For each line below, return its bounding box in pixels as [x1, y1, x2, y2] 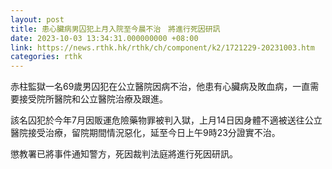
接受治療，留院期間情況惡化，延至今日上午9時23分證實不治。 [27, 127, 281, 139]
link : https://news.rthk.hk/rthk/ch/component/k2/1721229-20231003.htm [10, 42, 315, 53]
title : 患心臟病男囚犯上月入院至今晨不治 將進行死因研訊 [10, 24, 221, 34]
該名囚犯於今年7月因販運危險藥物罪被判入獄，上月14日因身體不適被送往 [10, 114, 305, 126]
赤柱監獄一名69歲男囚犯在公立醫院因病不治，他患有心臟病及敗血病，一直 [10, 81, 311, 93]
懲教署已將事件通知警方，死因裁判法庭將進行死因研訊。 [10, 148, 238, 160]
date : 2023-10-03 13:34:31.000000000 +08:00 [10, 33, 199, 43]
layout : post [10, 14, 65, 25]
